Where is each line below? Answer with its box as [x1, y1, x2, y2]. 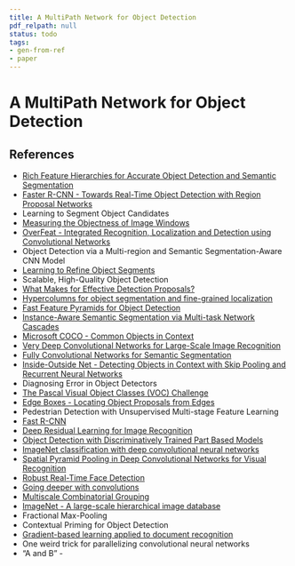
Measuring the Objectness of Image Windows [21, 218, 190, 227]
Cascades [21, 322, 60, 331]
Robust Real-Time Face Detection [21, 473, 145, 482]
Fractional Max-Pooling [21, 510, 108, 521]
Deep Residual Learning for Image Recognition [21, 426, 193, 435]
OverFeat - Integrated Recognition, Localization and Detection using [21, 227, 272, 237]
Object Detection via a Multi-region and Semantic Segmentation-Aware [21, 246, 283, 256]
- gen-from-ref [9, 46, 66, 55]
